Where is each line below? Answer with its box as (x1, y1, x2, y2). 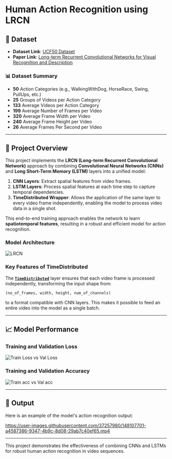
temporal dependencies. (12, 189, 64, 195)
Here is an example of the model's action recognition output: (5, 412, 133, 419)
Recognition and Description (12, 59, 73, 65)
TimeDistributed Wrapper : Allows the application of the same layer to (12, 195, 161, 201)
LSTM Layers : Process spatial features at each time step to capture (12, 183, 155, 190)
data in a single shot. (12, 205, 57, 212)
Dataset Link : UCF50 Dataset (12, 49, 75, 54)
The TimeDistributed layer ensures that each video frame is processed (5, 275, 155, 281)
